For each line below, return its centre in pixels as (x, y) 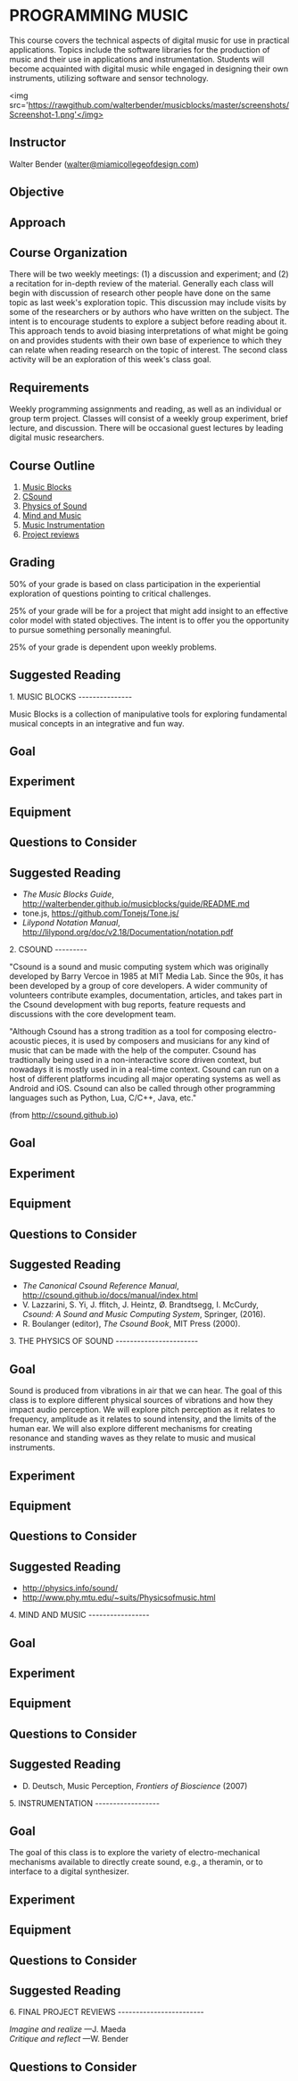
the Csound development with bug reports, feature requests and (128, 1004)
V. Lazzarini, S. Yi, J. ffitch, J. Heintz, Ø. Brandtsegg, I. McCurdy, (140, 1305)
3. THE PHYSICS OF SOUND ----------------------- (104, 1341)
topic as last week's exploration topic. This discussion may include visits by (148, 303)
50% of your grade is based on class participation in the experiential (135, 584)
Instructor (38, 142)
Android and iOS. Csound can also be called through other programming (142, 1088)
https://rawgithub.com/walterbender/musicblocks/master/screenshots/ (159, 104)
